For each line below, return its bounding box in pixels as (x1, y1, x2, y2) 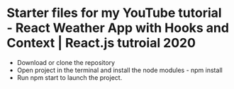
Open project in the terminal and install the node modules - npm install (16, 66, 223, 74)
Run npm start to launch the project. (16, 73, 123, 82)
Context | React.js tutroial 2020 (6, 35, 196, 51)
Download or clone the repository (16, 58, 115, 66)
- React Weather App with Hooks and (6, 20, 230, 36)
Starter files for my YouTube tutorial (6, 5, 222, 21)
